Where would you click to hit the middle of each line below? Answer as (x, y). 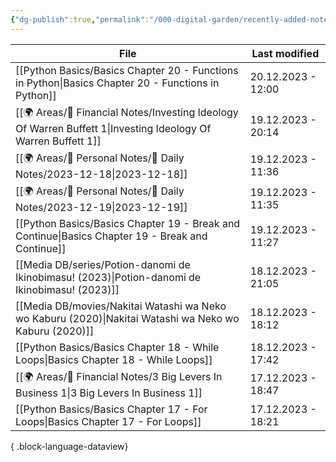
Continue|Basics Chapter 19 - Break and (111, 236)
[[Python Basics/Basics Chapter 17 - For (111, 409)
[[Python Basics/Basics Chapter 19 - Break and (128, 223)
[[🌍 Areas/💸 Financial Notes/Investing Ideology (127, 112)
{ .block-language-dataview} (69, 446)
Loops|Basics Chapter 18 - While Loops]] (114, 359)
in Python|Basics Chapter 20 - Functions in (117, 83)
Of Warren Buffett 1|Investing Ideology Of (113, 128)
